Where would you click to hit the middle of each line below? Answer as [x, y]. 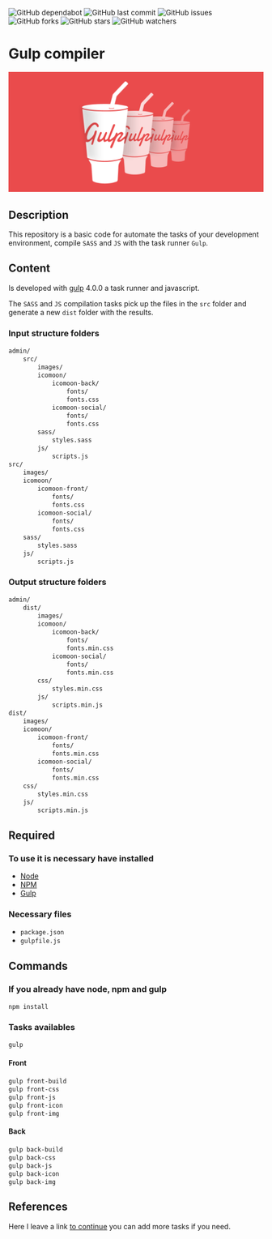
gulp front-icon [36, 1105]
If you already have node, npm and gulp [88, 989]
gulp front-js [32, 1097]
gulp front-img [34, 1113]
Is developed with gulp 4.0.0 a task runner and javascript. [104, 288]
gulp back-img [32, 1182]
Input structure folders [54, 333]
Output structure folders [57, 582]
